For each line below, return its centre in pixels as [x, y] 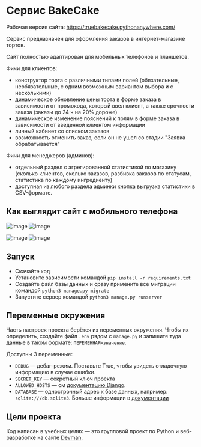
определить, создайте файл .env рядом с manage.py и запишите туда [94, 336]
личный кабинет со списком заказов [62, 131]
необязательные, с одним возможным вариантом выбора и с [94, 86]
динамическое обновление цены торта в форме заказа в [88, 99]
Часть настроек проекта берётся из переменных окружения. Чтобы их [97, 330]
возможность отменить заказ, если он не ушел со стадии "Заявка [100, 137]
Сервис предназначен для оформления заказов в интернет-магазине [96, 38]
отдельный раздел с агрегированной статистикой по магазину [96, 167]
